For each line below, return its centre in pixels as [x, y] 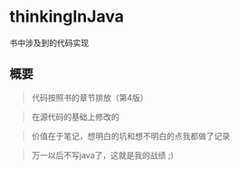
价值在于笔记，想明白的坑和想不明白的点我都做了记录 [131, 136]
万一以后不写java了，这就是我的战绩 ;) [102, 155]
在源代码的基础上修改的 [75, 117]
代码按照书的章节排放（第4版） [90, 98]
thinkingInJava [67, 17]
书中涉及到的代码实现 [49, 42]
